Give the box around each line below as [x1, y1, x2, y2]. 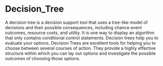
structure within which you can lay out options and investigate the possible [5, 50, 156, 56]
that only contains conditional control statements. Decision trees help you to [5, 35, 159, 41]
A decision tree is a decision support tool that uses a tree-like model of [5, 19, 148, 25]
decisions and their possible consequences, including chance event [5, 24, 142, 30]
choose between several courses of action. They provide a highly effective [5, 45, 156, 51]
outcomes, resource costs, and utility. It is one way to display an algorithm [5, 30, 155, 35]
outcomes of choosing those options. [5, 55, 81, 61]
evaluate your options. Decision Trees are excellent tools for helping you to [5, 40, 156, 46]
